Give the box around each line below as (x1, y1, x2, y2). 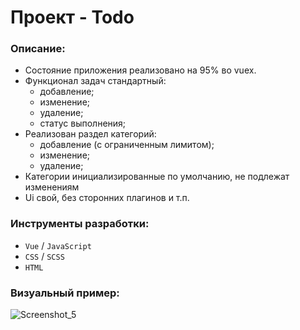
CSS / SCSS (24, 250, 65, 262)
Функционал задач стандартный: (24, 75, 167, 87)
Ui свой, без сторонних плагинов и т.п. (24, 192, 190, 204)
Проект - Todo (10, 6, 135, 29)
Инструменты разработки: (10, 217, 150, 231)
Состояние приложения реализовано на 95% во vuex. (24, 64, 257, 76)
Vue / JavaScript (24, 239, 92, 251)
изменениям (24, 181, 80, 193)
